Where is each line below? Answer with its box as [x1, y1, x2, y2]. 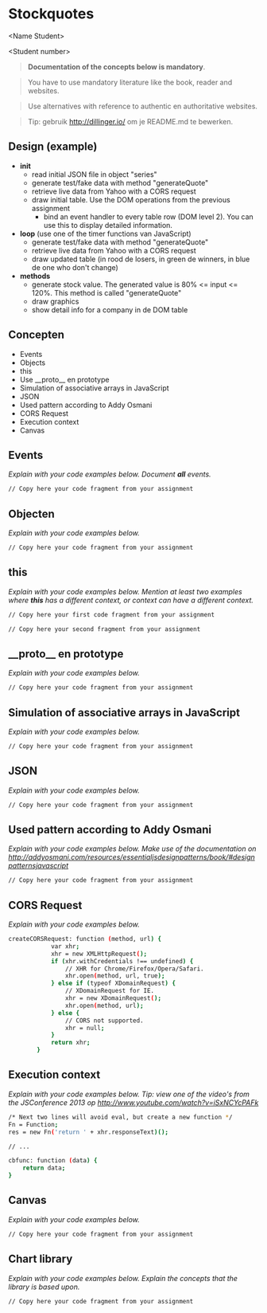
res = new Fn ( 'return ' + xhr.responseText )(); [8, 1128, 169, 1136]
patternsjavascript [8, 861, 69, 871]
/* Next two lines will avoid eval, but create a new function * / [8, 1113, 233, 1121]
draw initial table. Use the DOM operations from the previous [31, 194, 230, 204]
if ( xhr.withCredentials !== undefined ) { [50, 957, 194, 965]
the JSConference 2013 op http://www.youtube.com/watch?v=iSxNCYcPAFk [8, 1097, 259, 1107]
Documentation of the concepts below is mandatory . [27, 61, 206, 72]
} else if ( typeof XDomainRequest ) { [50, 979, 176, 988]
